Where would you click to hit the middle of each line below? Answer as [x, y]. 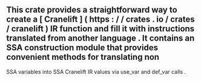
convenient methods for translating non [83, 57]
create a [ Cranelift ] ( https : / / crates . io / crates [100, 20]
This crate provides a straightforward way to [92, 10]
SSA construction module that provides [82, 48]
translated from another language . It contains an [100, 38]
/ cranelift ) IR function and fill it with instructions [100, 29]
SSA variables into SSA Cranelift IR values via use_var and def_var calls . [96, 71]
